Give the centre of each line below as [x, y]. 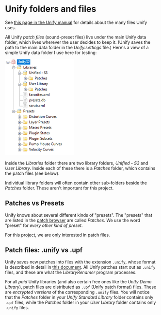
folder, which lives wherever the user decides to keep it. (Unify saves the [78, 42]
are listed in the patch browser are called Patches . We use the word [73, 220]
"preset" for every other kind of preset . [44, 225]
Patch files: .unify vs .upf [44, 250]
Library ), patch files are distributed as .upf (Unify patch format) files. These [81, 287]
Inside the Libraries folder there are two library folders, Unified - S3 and [77, 163]
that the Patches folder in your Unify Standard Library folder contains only [79, 297]
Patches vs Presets [35, 203]
